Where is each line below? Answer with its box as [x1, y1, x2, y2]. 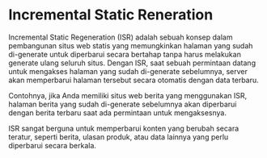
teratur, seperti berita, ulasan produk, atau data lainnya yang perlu [8, 131, 229, 142]
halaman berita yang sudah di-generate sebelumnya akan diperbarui [8, 99, 237, 109]
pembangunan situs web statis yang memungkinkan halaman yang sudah [8, 40, 253, 50]
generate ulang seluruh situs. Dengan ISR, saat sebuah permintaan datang [8, 58, 256, 68]
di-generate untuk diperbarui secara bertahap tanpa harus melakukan [8, 49, 241, 59]
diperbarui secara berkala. [8, 140, 97, 150]
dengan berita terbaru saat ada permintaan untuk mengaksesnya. [8, 107, 227, 118]
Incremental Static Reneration [8, 6, 214, 24]
